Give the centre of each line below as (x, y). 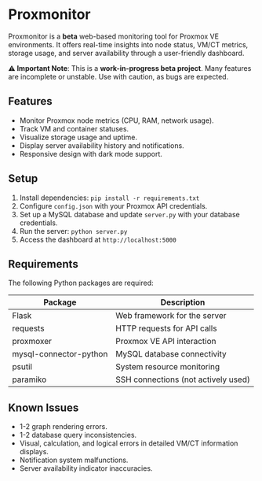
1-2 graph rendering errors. (64, 427)
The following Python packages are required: (81, 283)
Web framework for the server (171, 316)
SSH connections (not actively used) (183, 379)
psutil (22, 367)
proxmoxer (32, 342)
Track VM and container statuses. (74, 128)
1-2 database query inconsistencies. (78, 435)
